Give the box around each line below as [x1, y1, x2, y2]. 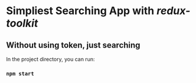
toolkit [6, 16, 38, 30]
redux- [156, 4, 191, 18]
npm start [6, 70, 34, 77]
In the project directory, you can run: [6, 56, 95, 62]
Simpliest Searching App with [6, 4, 155, 18]
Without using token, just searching [6, 40, 141, 50]
